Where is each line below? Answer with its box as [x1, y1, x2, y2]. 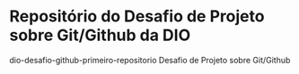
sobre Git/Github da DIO [9, 25, 191, 45]
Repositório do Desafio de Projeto [9, 6, 265, 27]
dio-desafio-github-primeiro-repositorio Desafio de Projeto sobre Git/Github [9, 54, 291, 65]
